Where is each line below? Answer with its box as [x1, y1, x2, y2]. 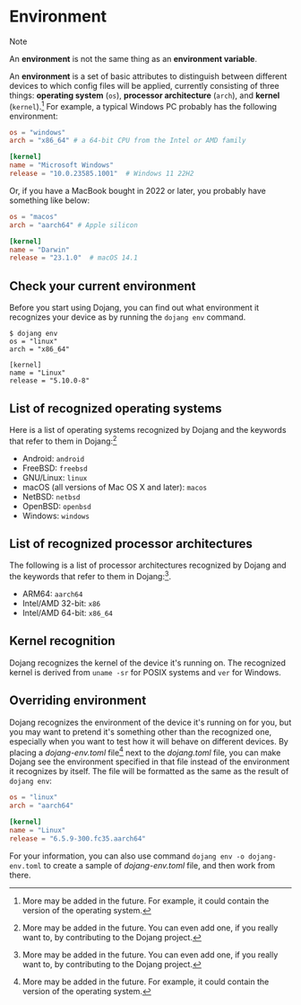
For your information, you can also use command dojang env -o [9, 851, 245, 861]
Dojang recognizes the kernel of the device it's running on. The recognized [9, 657, 287, 668]
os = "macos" [9, 212, 58, 221]
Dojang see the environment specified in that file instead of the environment [9, 756, 290, 767]
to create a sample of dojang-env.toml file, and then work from [43, 860, 276, 870]
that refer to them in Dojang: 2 [9, 434, 117, 446]
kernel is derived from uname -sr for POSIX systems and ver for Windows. [9, 666, 282, 677]
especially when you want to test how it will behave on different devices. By [9, 736, 288, 746]
